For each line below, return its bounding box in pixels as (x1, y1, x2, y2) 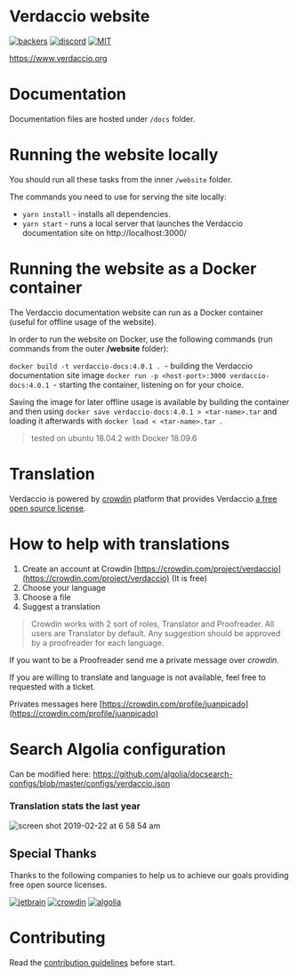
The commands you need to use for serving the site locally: (9, 191, 227, 202)
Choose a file (21, 592, 71, 602)
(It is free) (171, 572, 207, 584)
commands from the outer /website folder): (9, 343, 169, 353)
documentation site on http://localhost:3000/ (21, 227, 187, 238)
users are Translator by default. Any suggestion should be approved (30, 627, 281, 638)
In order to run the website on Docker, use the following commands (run (9, 334, 273, 344)
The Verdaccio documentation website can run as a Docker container (9, 307, 264, 318)
